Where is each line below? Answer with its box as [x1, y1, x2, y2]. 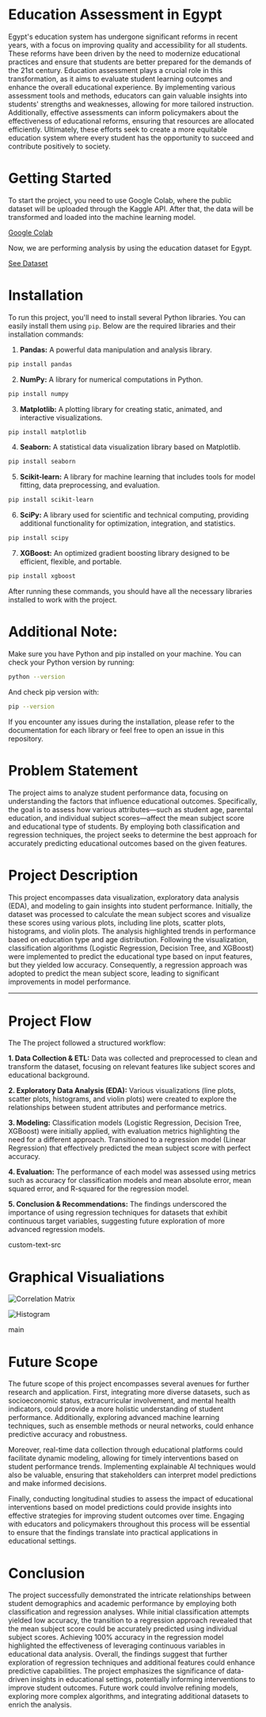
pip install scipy [8, 534, 69, 542]
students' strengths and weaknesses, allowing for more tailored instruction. [8, 99, 254, 109]
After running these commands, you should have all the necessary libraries [8, 586, 253, 596]
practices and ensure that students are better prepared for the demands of [8, 57, 252, 67]
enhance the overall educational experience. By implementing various [8, 82, 236, 92]
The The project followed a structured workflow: [8, 1038, 166, 1048]
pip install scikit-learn [8, 496, 93, 504]
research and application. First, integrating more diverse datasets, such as [8, 1388, 251, 1397]
